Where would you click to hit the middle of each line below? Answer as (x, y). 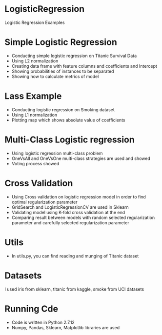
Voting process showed (35, 163)
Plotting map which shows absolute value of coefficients (68, 120)
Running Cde (31, 309)
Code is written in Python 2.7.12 (43, 322)
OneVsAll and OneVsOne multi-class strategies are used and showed (81, 158)
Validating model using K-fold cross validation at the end (68, 212)
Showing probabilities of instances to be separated (63, 71)
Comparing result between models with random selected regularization (83, 217)
